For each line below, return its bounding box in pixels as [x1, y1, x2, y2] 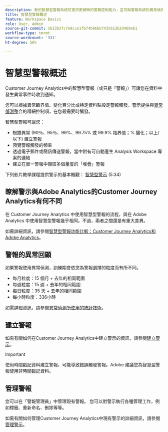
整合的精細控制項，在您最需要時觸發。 [14, 108, 93, 114]
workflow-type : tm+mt [5, 31, 50, 36]
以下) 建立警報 [12, 136, 42, 142]
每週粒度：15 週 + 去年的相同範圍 [12, 282, 81, 288]
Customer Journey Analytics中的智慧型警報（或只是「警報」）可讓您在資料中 [5, 85, 162, 91]
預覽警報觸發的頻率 [12, 142, 52, 148]
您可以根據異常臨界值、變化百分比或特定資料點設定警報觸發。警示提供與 [5, 102, 154, 108]
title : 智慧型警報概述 [5, 12, 47, 17]
